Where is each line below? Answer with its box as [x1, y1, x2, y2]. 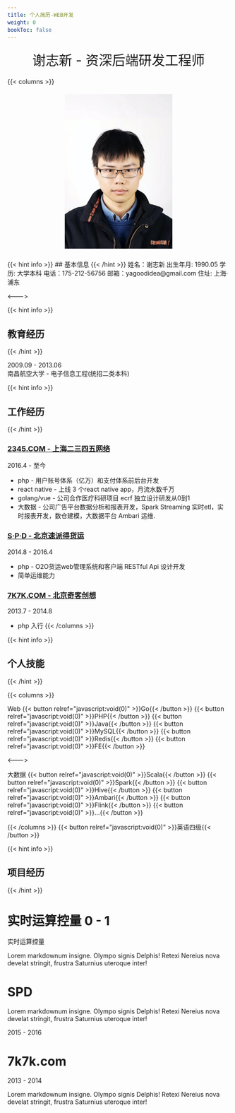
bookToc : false [7, 26, 52, 33]
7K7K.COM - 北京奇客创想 [7, 590, 97, 600]
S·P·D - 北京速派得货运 [7, 531, 85, 541]
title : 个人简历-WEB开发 [7, 11, 74, 18]
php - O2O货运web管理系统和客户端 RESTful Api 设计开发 [17, 562, 186, 570]
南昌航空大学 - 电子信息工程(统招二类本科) [7, 370, 130, 378]
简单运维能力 [17, 571, 55, 579]
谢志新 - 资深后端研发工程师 [32, 52, 205, 69]
